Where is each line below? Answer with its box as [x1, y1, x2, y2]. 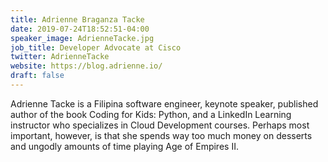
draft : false [10, 71, 65, 81]
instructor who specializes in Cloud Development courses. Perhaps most [10, 119, 310, 131]
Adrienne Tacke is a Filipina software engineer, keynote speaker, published [10, 97, 319, 110]
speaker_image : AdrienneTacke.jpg [10, 33, 155, 43]
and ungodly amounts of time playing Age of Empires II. [10, 140, 239, 152]
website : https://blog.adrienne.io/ [10, 61, 163, 71]
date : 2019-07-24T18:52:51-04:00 [10, 24, 150, 34]
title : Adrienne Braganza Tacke [10, 14, 145, 25]
